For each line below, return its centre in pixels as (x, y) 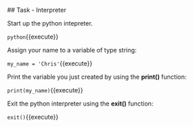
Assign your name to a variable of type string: (72, 50)
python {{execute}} (33, 37)
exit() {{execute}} (33, 117)
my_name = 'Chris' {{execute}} (50, 63)
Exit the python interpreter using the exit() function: (80, 104)
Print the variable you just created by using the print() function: (97, 77)
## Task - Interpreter (37, 10)
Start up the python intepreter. (50, 23)
